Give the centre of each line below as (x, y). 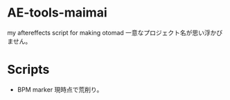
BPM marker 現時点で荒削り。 (60, 89)
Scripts (28, 70)
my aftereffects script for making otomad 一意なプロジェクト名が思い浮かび (115, 32)
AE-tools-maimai (57, 13)
